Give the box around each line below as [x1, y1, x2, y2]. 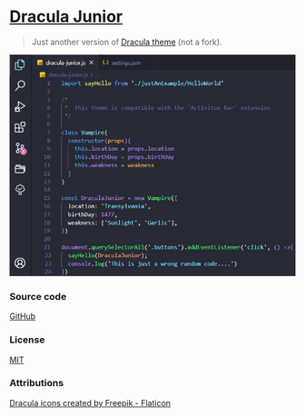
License [9, 333, 45, 346]
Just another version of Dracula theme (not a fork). [31, 36, 222, 47]
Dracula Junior [9, 6, 123, 27]
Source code [9, 290, 67, 303]
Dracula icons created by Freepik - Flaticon [9, 397, 171, 408]
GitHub [9, 311, 36, 322]
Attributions [9, 377, 64, 390]
